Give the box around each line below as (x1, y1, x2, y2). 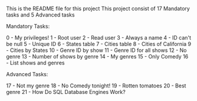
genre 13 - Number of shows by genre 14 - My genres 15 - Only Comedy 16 (6, 53, 189, 60)
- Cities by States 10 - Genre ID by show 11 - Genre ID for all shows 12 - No (6, 47, 187, 54)
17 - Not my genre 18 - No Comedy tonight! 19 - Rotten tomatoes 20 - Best (6, 82, 186, 89)
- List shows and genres (6, 59, 65, 66)
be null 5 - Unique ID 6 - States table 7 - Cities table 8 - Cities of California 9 (6, 41, 192, 47)
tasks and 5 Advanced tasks (6, 11, 75, 18)
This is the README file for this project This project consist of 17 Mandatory (6, 5, 190, 12)
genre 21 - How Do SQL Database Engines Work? (6, 89, 126, 95)
